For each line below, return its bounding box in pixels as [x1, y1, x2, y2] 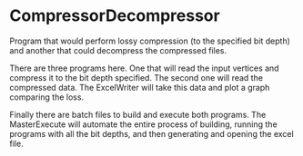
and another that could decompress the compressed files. [9, 44, 227, 55]
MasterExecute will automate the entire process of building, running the [9, 119, 278, 130]
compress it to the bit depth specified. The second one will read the [9, 72, 264, 83]
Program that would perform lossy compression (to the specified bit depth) [9, 35, 291, 46]
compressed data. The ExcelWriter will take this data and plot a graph [9, 82, 270, 93]
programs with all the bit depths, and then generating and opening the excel [9, 128, 294, 139]
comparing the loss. [9, 92, 85, 102]
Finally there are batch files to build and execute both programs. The [9, 109, 267, 120]
